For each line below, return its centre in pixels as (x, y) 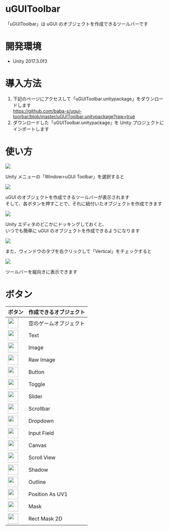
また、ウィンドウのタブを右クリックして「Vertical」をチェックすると (79, 251)
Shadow (38, 470)
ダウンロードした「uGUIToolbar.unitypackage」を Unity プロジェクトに (88, 122)
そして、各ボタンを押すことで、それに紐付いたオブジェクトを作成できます (84, 203)
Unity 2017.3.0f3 (30, 61)
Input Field (41, 433)
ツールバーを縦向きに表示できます (41, 272)
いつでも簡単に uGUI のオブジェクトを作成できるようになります (73, 231)
